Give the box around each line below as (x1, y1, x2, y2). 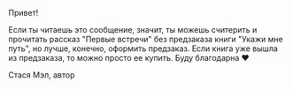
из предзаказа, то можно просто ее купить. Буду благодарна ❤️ (8, 53, 250, 63)
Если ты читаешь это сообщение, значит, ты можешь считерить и (8, 25, 257, 34)
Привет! (8, 8, 39, 18)
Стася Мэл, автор (8, 70, 75, 80)
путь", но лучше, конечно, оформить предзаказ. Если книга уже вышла (8, 43, 278, 54)
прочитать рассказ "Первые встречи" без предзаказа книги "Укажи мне (8, 34, 284, 44)
